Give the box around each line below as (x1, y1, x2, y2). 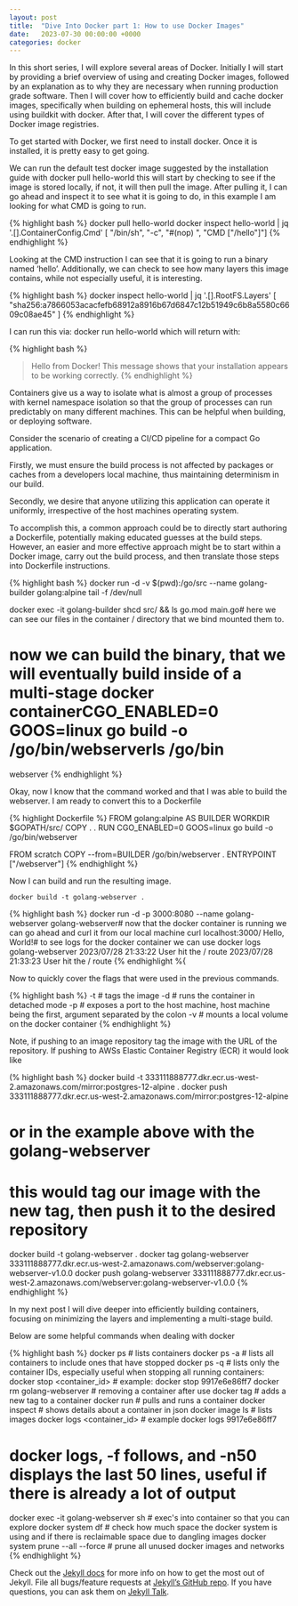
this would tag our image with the (9, 1182, 261, 1202)
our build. (9, 479, 44, 489)
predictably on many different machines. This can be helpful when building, (9, 407, 286, 417)
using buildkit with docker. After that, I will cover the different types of (9, 109, 265, 120)
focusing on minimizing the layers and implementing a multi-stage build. (9, 1313, 273, 1324)
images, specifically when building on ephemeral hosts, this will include (9, 100, 271, 111)
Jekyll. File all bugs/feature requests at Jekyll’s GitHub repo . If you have (9, 1577, 272, 1588)
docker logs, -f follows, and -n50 (9, 1445, 257, 1465)
